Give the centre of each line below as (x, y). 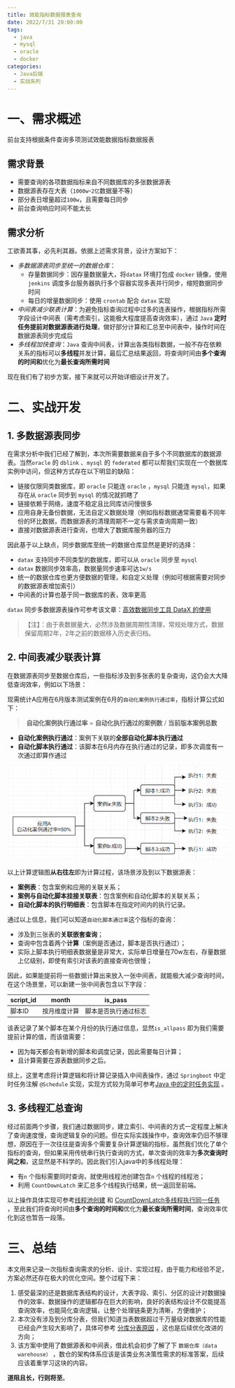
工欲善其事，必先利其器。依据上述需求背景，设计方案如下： (93, 251)
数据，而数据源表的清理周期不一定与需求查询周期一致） (121, 521)
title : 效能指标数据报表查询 (44, 15)
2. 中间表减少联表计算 (54, 657)
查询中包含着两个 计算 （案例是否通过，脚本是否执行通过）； (102, 943)
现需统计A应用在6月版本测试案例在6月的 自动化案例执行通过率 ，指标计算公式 (113, 699)
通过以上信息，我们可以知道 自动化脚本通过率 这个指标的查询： (93, 919)
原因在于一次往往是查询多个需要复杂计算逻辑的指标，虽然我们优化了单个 (123, 1144)
